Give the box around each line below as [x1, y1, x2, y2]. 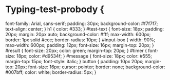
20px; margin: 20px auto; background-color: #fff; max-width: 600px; [5, 31, 151, 37]
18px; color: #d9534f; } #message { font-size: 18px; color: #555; [16, 52, 153, 59]
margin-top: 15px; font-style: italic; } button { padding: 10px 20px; [5, 58, 144, 64]
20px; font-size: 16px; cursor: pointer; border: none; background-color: [14, 64, 165, 70]
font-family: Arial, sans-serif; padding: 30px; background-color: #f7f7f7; [5, 20, 158, 26]
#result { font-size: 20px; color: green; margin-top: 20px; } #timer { [5, 47, 147, 54]
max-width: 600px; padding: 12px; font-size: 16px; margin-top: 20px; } [5, 42, 154, 48]
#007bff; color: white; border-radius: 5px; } [5, 69, 97, 75]
